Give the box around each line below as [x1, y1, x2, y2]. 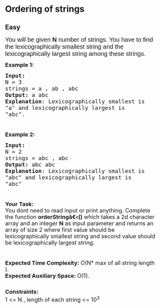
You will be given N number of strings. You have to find [5, 36, 153, 43]
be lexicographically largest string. [5, 239, 95, 246]
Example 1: [5, 61, 34, 68]
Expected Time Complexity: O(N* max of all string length [5, 259, 155, 266]
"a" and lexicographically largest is [5, 104, 125, 111]
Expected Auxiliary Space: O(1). [5, 272, 90, 279]
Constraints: [5, 288, 39, 295]
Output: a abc [5, 92, 49, 99]
